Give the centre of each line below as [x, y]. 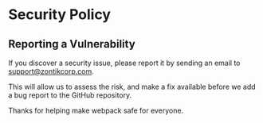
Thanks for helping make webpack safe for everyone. [96, 110]
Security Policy [60, 15]
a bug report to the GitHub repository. [70, 95]
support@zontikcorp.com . [51, 71]
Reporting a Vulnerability [72, 44]
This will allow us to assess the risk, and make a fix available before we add [132, 86]
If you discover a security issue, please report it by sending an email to [124, 63]
